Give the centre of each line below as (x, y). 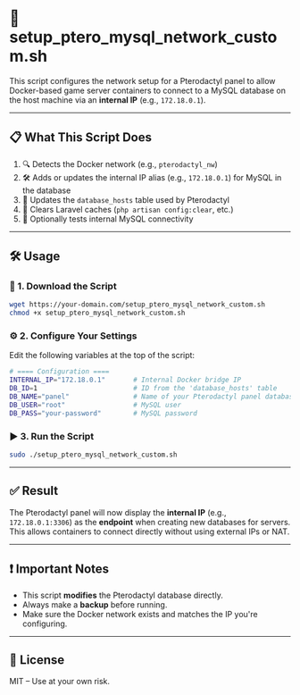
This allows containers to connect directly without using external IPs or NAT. (150, 532)
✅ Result (34, 491)
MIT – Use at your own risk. (59, 682)
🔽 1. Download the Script (63, 287)
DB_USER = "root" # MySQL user (95, 405)
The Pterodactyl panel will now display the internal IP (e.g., (118, 512)
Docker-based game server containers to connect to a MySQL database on (147, 90)
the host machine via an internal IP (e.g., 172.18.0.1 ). (108, 100)
